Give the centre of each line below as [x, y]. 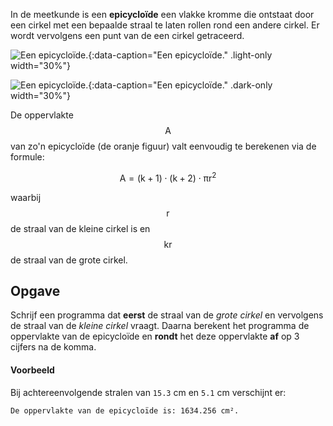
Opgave [35, 291]
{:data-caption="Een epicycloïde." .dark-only [180, 85]
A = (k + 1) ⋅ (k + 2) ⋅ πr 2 [168, 177]
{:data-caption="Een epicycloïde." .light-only [180, 55]
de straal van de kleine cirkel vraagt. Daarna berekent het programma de [160, 326]
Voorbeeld [32, 370]
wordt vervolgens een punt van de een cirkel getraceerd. [127, 35]
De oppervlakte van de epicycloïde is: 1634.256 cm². [125, 410]
